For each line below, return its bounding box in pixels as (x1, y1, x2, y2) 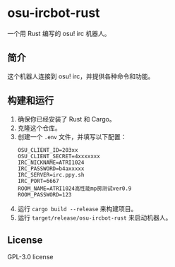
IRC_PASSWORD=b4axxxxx (17, 165, 85, 172)
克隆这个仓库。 (17, 124, 61, 132)
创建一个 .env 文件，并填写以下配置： (17, 132, 127, 141)
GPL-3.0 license (7, 253, 54, 261)
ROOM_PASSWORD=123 (17, 191, 72, 198)
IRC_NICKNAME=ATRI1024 (17, 159, 85, 166)
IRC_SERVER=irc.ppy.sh (17, 171, 85, 178)
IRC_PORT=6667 (17, 177, 59, 184)
